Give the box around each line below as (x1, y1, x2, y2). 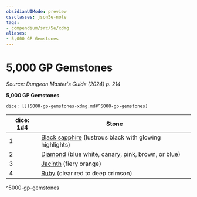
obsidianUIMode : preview (6, 8, 67, 15)
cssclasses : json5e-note (6, 14, 67, 20)
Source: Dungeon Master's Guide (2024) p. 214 (6, 80, 121, 87)
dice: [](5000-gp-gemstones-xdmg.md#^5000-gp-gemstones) (6, 103, 148, 109)
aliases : (6, 30, 28, 36)
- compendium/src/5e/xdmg (6, 25, 69, 31)
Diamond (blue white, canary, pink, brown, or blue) (40, 150, 181, 158)
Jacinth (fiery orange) (40, 159, 101, 168)
